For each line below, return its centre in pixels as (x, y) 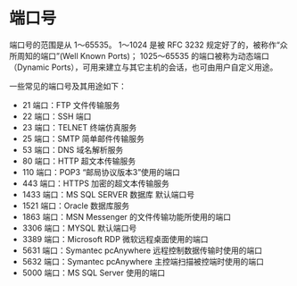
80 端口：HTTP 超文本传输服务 (79, 161)
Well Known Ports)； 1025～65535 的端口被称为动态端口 (165, 55)
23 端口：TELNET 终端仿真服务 (79, 127)
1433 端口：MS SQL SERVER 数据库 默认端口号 (108, 194)
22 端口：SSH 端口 (57, 116)
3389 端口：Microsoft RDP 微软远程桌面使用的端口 (115, 239)
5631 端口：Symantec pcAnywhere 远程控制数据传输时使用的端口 (142, 250)
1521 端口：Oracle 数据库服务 (76, 206)
